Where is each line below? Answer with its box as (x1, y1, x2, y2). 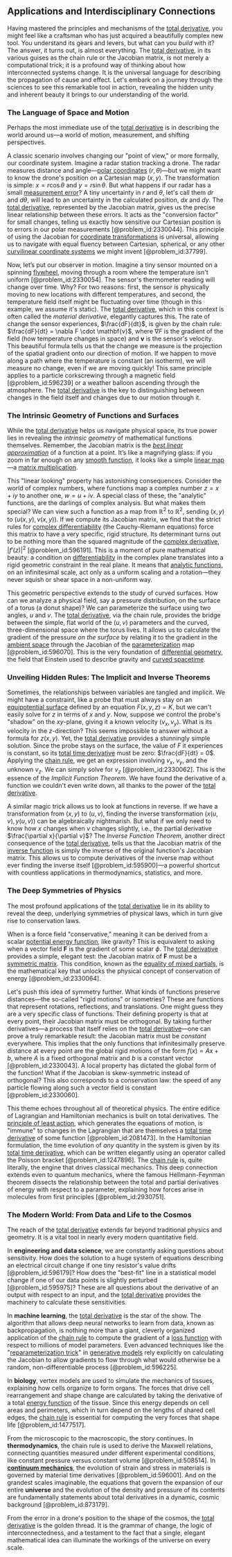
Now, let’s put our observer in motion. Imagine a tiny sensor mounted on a (7, 261, 218, 269)
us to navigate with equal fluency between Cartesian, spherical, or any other (7, 240, 225, 248)
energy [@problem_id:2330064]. (7, 974, 102, 982)
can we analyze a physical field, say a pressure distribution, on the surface (7, 596, 221, 604)
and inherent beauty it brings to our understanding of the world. (7, 90, 189, 98)
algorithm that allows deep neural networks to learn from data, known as (7, 1319, 215, 1327)
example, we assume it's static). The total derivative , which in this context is (7, 305, 224, 313)
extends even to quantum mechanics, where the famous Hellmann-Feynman (7, 1170, 225, 1178)
